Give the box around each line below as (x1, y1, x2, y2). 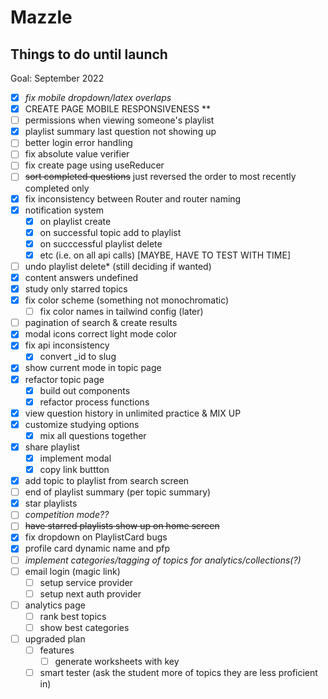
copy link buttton (39, 464, 110, 475)
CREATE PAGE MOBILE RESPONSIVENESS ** (24, 103, 212, 115)
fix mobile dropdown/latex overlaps (24, 92, 172, 103)
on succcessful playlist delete (39, 237, 163, 250)
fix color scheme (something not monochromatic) (24, 294, 230, 306)
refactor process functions (39, 396, 150, 408)
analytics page (24, 599, 86, 611)
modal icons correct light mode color (24, 328, 178, 340)
